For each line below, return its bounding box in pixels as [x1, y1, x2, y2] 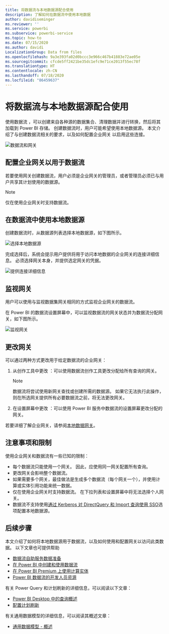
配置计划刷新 [12, 602, 39, 608]
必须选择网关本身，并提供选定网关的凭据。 [15, 258, 104, 264]
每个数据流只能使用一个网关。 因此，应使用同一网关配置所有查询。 [12, 464, 151, 470]
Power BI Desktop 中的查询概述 [12, 596, 77, 602]
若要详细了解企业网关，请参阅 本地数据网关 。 [5, 422, 98, 428]
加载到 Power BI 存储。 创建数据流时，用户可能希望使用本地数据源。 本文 [5, 125, 157, 131]
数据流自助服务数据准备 [12, 555, 61, 561]
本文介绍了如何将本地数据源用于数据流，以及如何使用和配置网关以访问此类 [5, 538, 159, 544]
